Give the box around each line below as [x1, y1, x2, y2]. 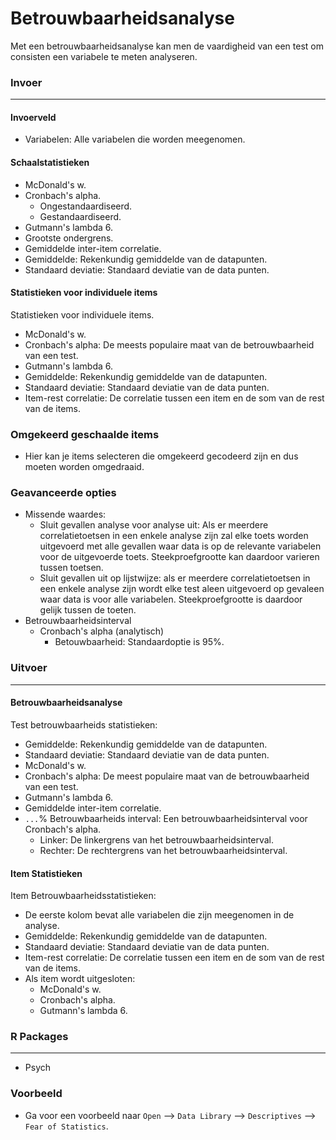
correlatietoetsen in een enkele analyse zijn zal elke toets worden [39, 530, 309, 542]
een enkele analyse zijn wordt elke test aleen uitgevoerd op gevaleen [39, 583, 325, 595]
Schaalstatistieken [10, 157, 90, 169]
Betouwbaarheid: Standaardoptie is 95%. [54, 636, 225, 648]
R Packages [10, 1030, 69, 1044]
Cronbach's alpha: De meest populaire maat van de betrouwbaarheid [24, 770, 310, 782]
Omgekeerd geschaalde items [10, 427, 160, 441]
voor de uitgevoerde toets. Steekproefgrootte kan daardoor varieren [39, 551, 320, 563]
